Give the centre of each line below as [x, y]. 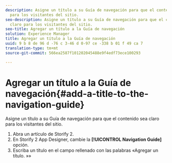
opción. [21, 145]
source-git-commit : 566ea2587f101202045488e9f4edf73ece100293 [73, 53]
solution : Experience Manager [38, 34]
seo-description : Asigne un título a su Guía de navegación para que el [84, 19]
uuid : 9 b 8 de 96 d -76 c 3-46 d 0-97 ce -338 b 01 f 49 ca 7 [74, 44]
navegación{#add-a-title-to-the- [77, 94]
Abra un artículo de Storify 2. [43, 134]
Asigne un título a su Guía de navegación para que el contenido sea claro [82, 119]
